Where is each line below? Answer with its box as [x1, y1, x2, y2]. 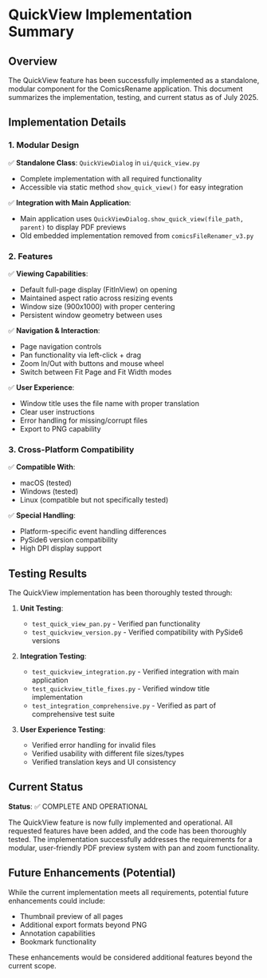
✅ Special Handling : [8, 511, 76, 520]
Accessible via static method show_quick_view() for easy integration [19, 182, 243, 192]
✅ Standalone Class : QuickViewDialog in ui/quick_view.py [8, 157, 201, 167]
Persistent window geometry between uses [19, 310, 163, 320]
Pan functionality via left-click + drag [19, 350, 142, 360]
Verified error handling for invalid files [31, 741, 156, 750]
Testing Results [8, 567, 88, 580]
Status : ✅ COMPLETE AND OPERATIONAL [8, 801, 148, 811]
